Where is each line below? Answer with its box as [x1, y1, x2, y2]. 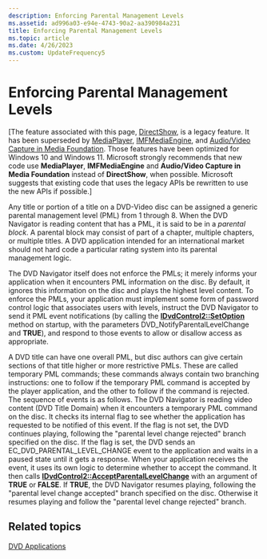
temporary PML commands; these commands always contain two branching [8, 369, 260, 379]
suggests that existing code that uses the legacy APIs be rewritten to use [8, 178, 249, 187]
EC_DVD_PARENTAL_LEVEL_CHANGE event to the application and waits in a [8, 445, 258, 455]
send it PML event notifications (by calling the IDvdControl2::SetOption [8, 311, 245, 320]
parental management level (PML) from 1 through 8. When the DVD [8, 210, 229, 220]
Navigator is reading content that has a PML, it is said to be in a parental [8, 219, 246, 228]
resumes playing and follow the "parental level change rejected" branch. [8, 497, 246, 506]
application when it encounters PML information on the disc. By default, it [8, 277, 250, 287]
